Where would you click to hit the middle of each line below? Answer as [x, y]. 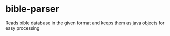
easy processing [23, 28]
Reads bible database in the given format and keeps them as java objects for [85, 23]
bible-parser [32, 9]
